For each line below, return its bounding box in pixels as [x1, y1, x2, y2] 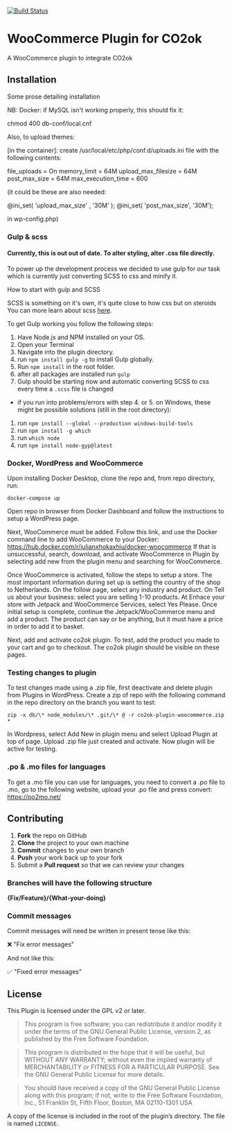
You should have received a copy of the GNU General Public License [24, 1083, 220, 1092]
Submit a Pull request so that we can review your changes [17, 860, 185, 869]
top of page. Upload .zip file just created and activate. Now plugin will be [7, 738, 215, 746]
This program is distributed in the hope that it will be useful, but [24, 1048, 206, 1056]
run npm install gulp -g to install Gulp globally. [17, 355, 154, 364]
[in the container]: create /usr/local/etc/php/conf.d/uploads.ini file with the [7, 146, 220, 154]
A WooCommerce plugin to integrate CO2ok [7, 53, 133, 62]
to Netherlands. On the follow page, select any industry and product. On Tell [7, 586, 225, 594]
